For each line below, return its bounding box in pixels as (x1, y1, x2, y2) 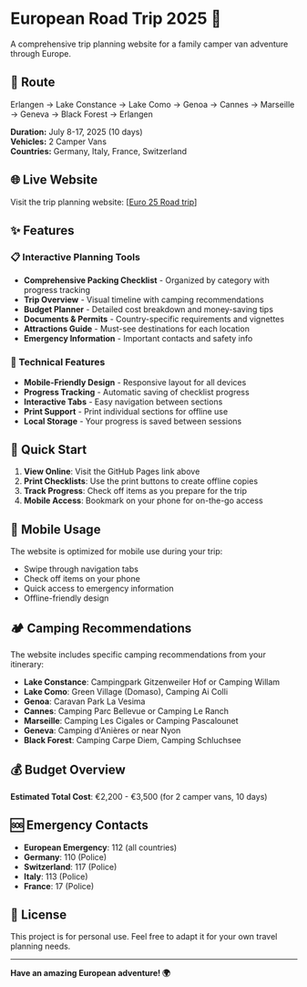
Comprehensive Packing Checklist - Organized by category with (23, 275, 270, 286)
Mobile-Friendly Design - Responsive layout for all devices (23, 376, 247, 387)
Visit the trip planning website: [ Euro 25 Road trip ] (10, 196, 198, 207)
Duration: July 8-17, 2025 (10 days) (10, 126, 144, 137)
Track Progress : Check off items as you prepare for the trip (23, 486, 248, 497)
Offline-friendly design (23, 593, 109, 604)
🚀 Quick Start (10, 442, 87, 457)
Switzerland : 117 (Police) (23, 861, 118, 872)
